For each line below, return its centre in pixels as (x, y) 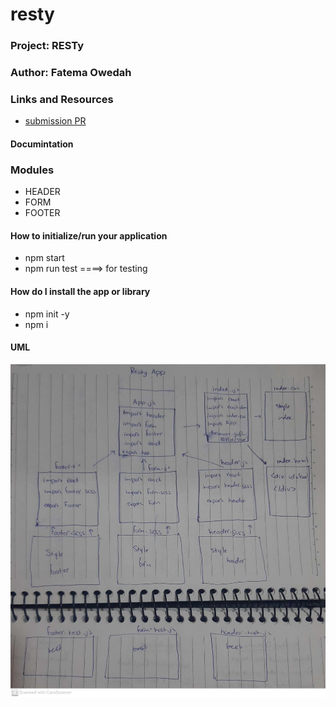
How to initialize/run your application (89, 235)
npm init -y (47, 314)
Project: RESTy (47, 46)
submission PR (55, 121)
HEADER (42, 192)
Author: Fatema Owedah (71, 73)
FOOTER (42, 213)
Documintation (42, 144)
